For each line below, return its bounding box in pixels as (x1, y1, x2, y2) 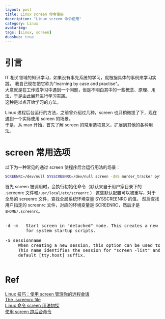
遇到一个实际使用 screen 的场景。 (5, 116, 73, 121)
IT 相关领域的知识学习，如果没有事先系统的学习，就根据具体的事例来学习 (5, 74, 152, 80)
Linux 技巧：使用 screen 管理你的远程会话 (5, 291, 90, 297)
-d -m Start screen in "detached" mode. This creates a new (5, 223, 158, 229)
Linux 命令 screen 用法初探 (5, 302, 60, 308)
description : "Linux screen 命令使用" (5, 16, 82, 21)
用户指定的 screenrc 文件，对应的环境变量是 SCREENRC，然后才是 (5, 202, 140, 208)
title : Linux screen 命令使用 (5, 12, 64, 17)
